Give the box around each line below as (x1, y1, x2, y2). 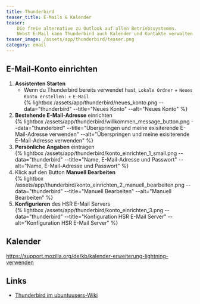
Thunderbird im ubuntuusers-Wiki (14, 291, 98, 299)
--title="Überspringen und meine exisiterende (66, 124, 179, 131)
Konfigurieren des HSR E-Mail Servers (14, 200, 111, 207)
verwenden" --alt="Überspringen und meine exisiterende (49, 131, 190, 138)
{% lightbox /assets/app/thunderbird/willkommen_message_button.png (14, 117, 190, 125)
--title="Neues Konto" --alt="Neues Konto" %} (73, 105, 188, 112)
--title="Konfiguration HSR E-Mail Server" (64, 213, 167, 220)
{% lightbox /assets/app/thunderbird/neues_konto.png (23, 99, 158, 106)
